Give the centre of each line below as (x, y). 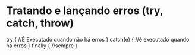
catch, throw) (40, 23)
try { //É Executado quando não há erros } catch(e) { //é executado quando (98, 39)
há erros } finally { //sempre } (42, 46)
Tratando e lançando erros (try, (85, 11)
